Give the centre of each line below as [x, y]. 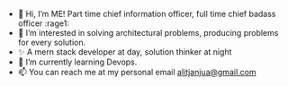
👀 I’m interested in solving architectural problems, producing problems [148, 33]
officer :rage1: [43, 23]
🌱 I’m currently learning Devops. [77, 62]
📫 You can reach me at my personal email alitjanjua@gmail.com [137, 72]
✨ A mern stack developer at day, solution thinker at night [125, 52]
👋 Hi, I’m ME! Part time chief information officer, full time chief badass [147, 14]
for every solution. [52, 42]
